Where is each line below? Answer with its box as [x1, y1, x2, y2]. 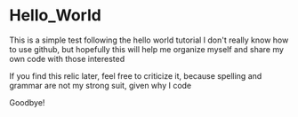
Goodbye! [9, 97, 45, 107]
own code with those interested [9, 53, 125, 64]
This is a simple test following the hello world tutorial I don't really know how [9, 35, 289, 45]
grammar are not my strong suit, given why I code [9, 80, 192, 90]
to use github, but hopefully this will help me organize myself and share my [9, 43, 285, 54]
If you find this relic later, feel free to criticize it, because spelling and [9, 70, 262, 81]
